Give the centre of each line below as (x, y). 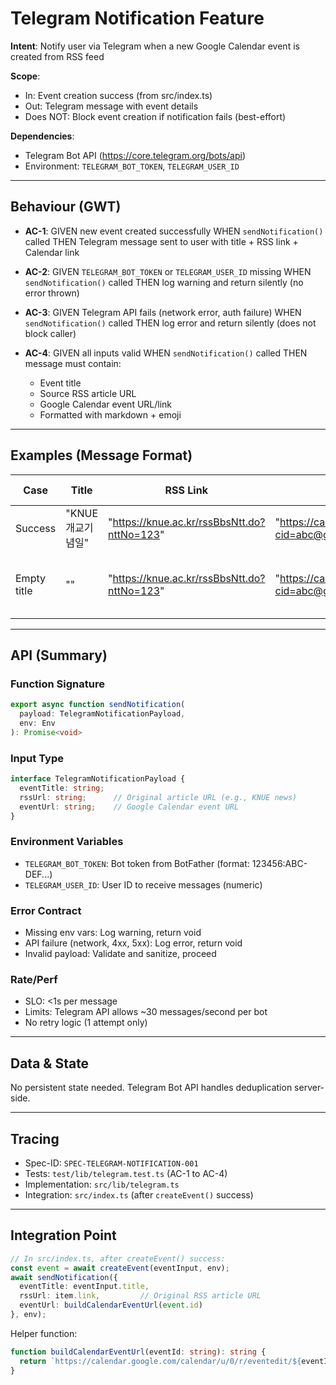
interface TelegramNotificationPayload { (98, 779)
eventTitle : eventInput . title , (84, 1287)
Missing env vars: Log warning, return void (113, 933)
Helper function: (44, 1333)
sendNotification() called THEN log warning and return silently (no (164, 282)
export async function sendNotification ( (98, 705)
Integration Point (63, 1235)
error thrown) (52, 293)
